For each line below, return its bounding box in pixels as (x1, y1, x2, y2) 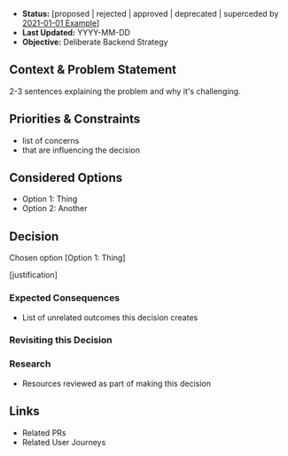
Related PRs (21, 427, 66, 438)
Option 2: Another (21, 203, 88, 214)
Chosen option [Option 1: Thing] (9, 253, 126, 263)
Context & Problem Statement (9, 62, 177, 77)
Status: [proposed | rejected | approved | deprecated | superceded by (21, 9, 279, 19)
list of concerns (21, 135, 80, 145)
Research (9, 358, 51, 370)
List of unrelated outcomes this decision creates (21, 311, 198, 323)
